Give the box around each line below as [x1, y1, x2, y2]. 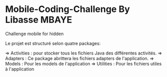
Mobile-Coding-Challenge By [5, 3, 130, 15]
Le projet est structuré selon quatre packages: [5, 40, 101, 46]
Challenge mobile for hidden [5, 30, 64, 36]
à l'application [5, 66, 34, 72]
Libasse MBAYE [5, 14, 73, 25]
